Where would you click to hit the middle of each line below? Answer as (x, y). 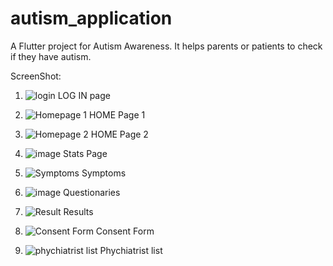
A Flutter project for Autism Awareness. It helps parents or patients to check (166, 46)
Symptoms (104, 173)
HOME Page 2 (119, 134)
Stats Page (85, 153)
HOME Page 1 (117, 114)
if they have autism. (51, 56)
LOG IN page (84, 95)
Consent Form (125, 231)
